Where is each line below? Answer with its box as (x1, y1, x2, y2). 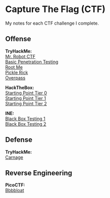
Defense (5, 136, 33, 144)
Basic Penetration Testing (5, 59, 59, 65)
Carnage (5, 154, 24, 160)
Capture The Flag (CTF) (5, 4, 106, 15)
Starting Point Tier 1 (5, 95, 46, 101)
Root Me (5, 64, 23, 70)
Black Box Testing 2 (5, 121, 46, 127)
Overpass (5, 74, 26, 81)
